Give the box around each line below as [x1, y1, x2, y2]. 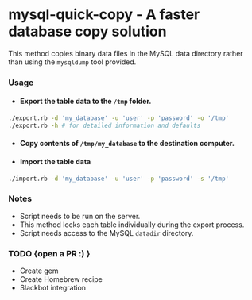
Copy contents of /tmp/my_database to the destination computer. [19, 139, 235, 148]
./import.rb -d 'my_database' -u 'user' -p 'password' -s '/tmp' [8, 175, 230, 183]
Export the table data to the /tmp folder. [19, 97, 152, 106]
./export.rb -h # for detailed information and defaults [8, 121, 201, 129]
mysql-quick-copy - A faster [8, 6, 200, 24]
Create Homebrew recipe [19, 275, 103, 284]
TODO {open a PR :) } [8, 248, 91, 259]
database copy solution [8, 22, 167, 40]
